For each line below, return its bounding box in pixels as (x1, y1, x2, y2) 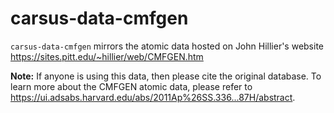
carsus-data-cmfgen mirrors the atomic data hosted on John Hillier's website (10, 40, 325, 52)
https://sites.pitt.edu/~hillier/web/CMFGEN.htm (10, 50, 204, 62)
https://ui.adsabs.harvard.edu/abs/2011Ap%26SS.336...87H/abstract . (10, 91, 296, 103)
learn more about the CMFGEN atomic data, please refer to (10, 80, 253, 92)
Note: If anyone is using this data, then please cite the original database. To (10, 70, 322, 82)
